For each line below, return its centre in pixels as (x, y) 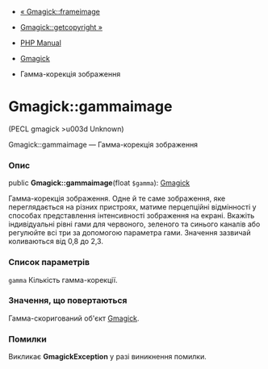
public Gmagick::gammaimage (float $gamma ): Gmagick (99, 183)
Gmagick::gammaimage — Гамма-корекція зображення (103, 144)
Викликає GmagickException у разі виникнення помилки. (108, 357)
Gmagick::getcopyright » (61, 27)
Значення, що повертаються (68, 301)
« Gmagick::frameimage (60, 12)
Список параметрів (49, 263)
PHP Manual (41, 43)
